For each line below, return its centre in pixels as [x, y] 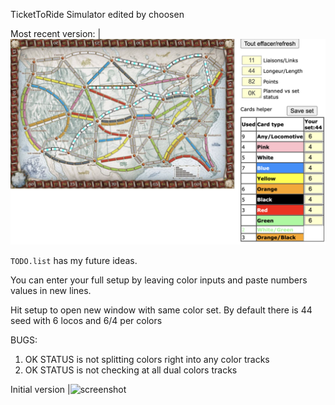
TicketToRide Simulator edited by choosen [97, 14]
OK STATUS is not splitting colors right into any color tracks [147, 359]
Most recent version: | [56, 33]
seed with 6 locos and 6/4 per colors [86, 320]
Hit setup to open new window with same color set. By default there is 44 [161, 310]
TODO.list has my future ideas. [74, 260]
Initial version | [40, 389]
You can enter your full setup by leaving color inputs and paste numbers [159, 280]
